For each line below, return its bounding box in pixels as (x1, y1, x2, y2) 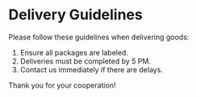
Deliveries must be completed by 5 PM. (19, 56, 151, 66)
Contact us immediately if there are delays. (19, 64, 163, 74)
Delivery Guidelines (8, 6, 143, 24)
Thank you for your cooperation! (8, 80, 116, 90)
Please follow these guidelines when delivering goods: (8, 32, 190, 42)
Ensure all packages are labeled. (19, 47, 129, 57)
